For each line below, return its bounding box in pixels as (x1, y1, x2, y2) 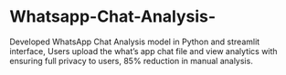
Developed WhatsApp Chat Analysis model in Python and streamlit (9, 36, 260, 47)
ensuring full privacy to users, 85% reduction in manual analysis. (9, 55, 253, 66)
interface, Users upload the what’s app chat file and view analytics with (9, 45, 278, 56)
